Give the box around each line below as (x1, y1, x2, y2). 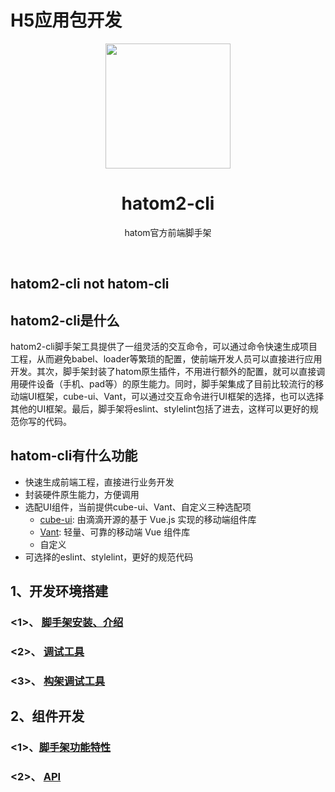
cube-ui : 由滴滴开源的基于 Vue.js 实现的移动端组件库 (39, 513, 257, 525)
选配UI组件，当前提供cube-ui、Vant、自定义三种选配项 (24, 501, 252, 513)
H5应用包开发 (10, 9, 123, 32)
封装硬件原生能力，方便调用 (24, 488, 140, 500)
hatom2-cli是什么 (10, 312, 120, 329)
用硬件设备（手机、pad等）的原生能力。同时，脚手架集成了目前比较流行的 (10, 378, 316, 390)
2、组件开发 (10, 708, 85, 725)
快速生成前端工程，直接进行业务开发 (24, 476, 175, 488)
